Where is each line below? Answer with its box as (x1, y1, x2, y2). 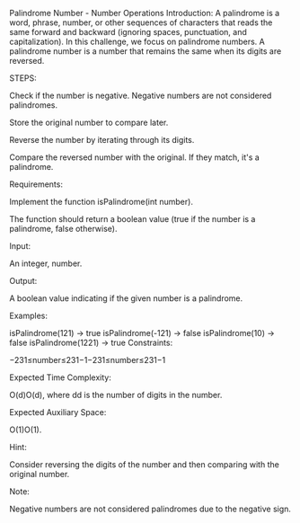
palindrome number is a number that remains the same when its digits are (9, 46, 282, 57)
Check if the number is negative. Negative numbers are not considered (9, 90, 272, 101)
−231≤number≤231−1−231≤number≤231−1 (9, 355, 166, 365)
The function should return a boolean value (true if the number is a (9, 214, 256, 224)
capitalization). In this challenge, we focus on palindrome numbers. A (9, 36, 265, 47)
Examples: (9, 310, 48, 321)
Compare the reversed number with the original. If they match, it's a (9, 152, 260, 163)
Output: (9, 276, 38, 286)
